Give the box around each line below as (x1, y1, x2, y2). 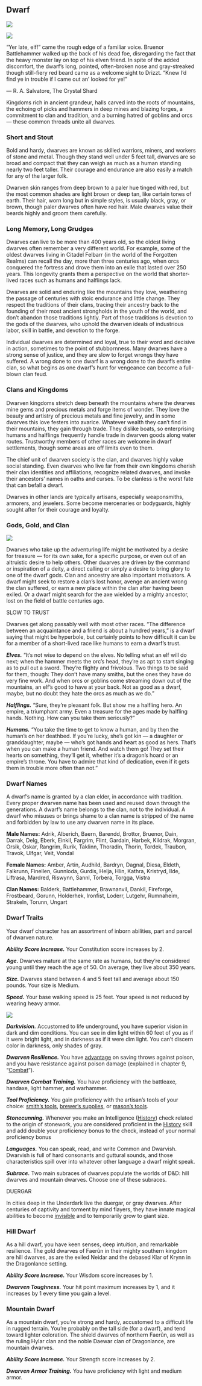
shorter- (169, 271, 190, 278)
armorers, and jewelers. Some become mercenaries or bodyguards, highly (6, 500, 191, 507)
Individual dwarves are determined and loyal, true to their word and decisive (6, 339, 195, 346)
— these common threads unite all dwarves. (6, 118, 116, 125)
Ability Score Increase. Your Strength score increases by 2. (6, 1356, 156, 1363)
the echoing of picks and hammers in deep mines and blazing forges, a (6, 105, 183, 112)
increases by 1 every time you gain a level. (6, 1290, 112, 1297)
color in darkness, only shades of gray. (6, 1042, 103, 1049)
